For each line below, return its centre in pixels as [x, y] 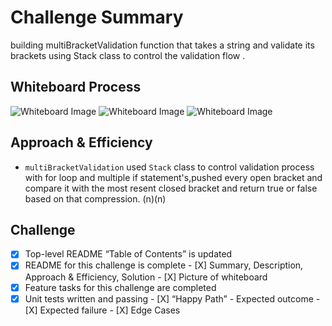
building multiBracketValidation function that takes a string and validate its [162, 45]
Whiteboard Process [76, 87]
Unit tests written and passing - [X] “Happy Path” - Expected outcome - [172, 298]
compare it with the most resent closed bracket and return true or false [171, 188]
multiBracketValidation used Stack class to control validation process [169, 167]
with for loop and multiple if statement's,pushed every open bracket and [173, 177]
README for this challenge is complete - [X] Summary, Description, [164, 265]
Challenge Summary [97, 17]
